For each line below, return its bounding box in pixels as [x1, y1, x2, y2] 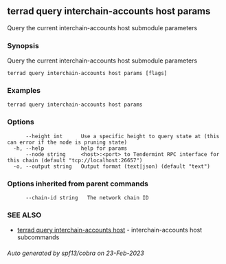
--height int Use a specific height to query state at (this [25, 133, 220, 140]
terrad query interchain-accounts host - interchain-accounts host [16, 226, 203, 234]
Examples [7, 86, 41, 96]
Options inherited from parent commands [7, 179, 149, 188]
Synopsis [7, 41, 39, 50]
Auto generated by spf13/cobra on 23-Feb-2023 [7, 249, 144, 257]
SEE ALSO [7, 210, 42, 219]
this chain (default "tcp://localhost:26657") [7, 157, 143, 164]
